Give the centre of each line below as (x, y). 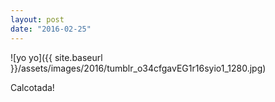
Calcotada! (32, 87)
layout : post (37, 19)
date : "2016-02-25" (51, 29)
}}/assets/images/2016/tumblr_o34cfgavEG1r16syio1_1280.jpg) (138, 68)
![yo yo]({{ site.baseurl (56, 57)
